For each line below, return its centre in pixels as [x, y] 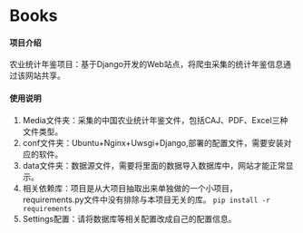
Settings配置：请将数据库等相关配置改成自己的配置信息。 [129, 218]
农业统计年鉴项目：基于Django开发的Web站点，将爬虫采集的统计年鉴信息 [147, 64]
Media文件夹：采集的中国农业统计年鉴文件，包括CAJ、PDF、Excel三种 [155, 120]
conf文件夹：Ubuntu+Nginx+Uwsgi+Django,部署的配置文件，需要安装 [153, 142]
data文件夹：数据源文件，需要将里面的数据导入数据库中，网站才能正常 [154, 165]
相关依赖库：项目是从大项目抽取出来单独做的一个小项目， [130, 188]
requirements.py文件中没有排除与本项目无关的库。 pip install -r [146, 199]
